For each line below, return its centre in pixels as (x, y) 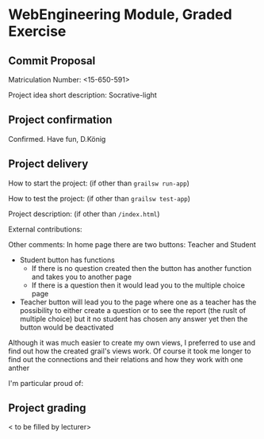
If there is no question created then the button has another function (142, 268)
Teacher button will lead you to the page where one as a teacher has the (138, 302)
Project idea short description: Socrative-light (82, 95)
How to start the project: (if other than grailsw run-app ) (99, 183)
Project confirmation (60, 120)
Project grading (47, 408)
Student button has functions (67, 260)
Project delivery (48, 164)
